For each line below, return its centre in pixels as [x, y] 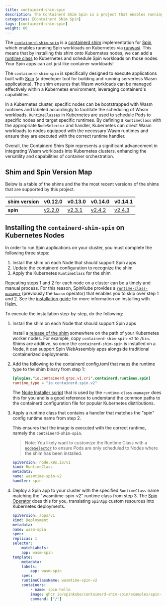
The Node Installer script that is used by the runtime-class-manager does [87, 393]
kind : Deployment [30, 520]
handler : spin [27, 481]
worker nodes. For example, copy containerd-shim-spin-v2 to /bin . [81, 338]
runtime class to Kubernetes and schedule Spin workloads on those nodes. [82, 58]
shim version [23, 202]
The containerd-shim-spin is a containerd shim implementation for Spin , [79, 42]
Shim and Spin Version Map [49, 172]
